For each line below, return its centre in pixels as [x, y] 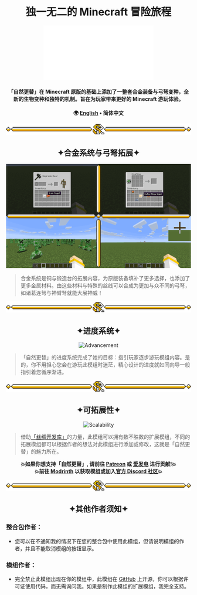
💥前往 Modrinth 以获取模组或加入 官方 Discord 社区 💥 [98, 471]
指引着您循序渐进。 [44, 372]
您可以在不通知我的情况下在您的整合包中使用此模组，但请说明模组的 [97, 541]
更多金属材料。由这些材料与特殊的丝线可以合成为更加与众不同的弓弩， [105, 285]
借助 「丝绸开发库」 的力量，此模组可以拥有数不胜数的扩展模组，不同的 [105, 437]
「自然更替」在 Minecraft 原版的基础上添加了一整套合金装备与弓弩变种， [96, 91]
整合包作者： [24, 527]
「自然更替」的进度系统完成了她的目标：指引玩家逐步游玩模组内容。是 [105, 358]
